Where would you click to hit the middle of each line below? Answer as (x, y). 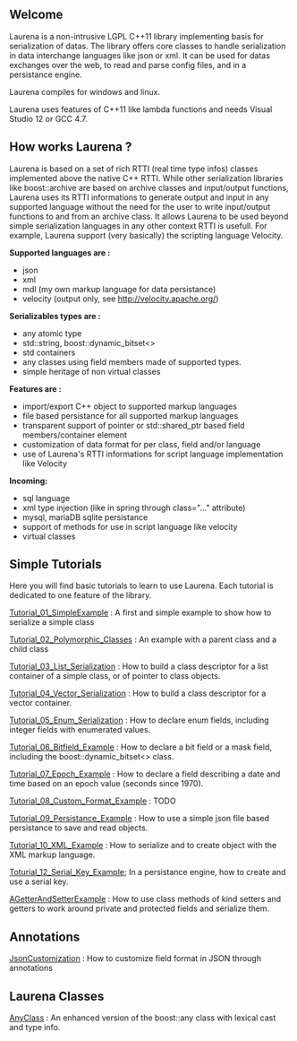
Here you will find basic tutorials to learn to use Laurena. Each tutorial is (142, 586)
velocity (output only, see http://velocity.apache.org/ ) (120, 299)
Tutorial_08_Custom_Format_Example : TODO (93, 801)
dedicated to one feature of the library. (81, 595)
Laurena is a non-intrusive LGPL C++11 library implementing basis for (136, 36)
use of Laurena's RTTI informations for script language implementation (153, 454)
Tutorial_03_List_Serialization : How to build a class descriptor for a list (139, 666)
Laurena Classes (57, 996)
